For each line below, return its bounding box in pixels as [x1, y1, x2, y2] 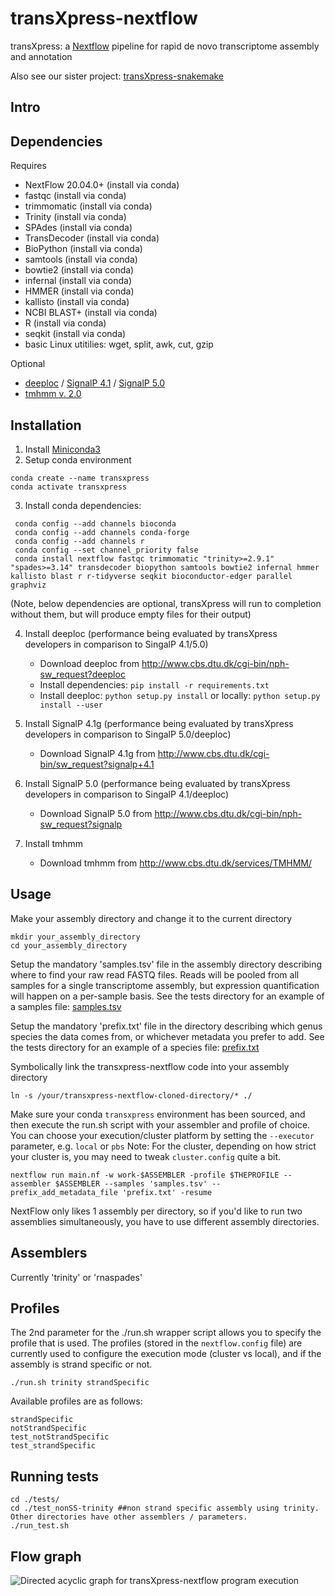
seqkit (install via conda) [24, 328, 127, 340]
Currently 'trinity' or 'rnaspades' [10, 1271, 143, 1283]
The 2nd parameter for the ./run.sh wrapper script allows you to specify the [10, 1327, 322, 1339]
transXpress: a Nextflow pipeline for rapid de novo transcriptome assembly [10, 40, 320, 52]
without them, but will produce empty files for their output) [10, 608, 252, 620]
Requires [10, 160, 47, 172]
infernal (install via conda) [24, 275, 132, 287]
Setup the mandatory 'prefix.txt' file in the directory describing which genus [10, 1020, 323, 1032]
